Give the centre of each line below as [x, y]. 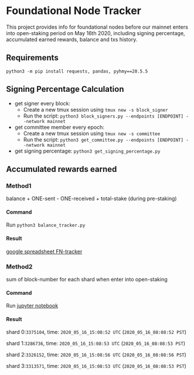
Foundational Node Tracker [74, 11]
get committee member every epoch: [59, 127]
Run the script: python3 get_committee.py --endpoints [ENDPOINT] [103, 139]
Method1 [19, 185]
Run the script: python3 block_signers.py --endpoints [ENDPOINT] [103, 116]
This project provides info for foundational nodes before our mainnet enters [97, 27]
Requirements [32, 58]
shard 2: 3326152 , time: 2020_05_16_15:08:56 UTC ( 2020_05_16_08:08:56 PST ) [96, 355]
